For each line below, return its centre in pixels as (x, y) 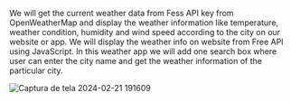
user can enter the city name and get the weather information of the (136, 61)
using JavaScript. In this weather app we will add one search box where (143, 51)
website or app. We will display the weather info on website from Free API (146, 42)
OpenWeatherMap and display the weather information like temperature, (144, 23)
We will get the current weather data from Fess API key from (122, 13)
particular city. (36, 70)
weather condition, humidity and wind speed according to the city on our (145, 32)
